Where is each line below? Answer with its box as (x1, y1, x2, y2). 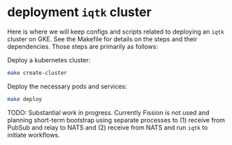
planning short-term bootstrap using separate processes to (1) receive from (7, 116, 226, 124)
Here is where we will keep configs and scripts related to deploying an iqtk (7, 27, 224, 36)
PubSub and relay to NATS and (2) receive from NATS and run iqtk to (7, 123, 208, 132)
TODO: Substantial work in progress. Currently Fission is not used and (7, 108, 210, 116)
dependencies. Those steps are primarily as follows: (7, 42, 158, 50)
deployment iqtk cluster (7, 4, 152, 20)
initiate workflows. (7, 130, 60, 139)
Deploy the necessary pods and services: (7, 82, 128, 90)
